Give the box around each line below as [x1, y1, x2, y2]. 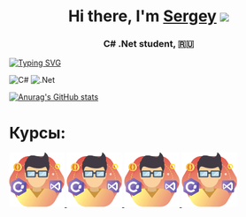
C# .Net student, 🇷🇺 [103, 38, 195, 50]
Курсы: [9, 123, 66, 143]
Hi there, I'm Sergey [67, 6, 217, 26]
